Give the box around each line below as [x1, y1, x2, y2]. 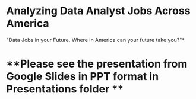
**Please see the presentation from [6, 58, 188, 71]
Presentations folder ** [6, 82, 124, 96]
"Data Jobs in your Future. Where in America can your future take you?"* [6, 36, 185, 43]
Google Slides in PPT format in [6, 70, 159, 84]
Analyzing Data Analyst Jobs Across [6, 4, 191, 18]
